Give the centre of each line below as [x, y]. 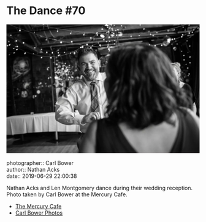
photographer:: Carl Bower [40, 163]
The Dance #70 [46, 11]
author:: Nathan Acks [33, 169]
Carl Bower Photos [39, 213]
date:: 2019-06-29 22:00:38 [42, 176]
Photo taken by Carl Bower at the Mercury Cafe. [67, 194]
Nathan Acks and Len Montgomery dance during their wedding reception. [100, 188]
